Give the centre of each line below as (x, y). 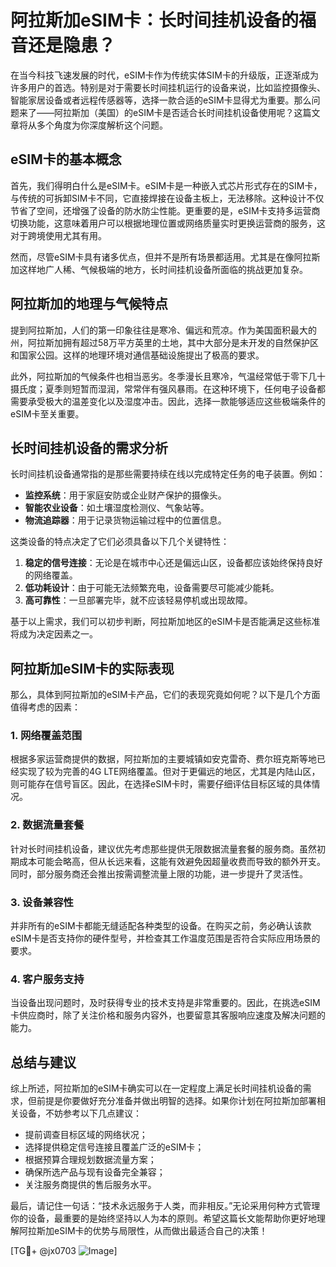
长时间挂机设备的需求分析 (89, 447)
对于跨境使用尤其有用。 (58, 235)
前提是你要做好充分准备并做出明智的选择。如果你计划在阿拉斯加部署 (176, 1101)
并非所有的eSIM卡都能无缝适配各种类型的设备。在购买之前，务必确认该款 (161, 926)
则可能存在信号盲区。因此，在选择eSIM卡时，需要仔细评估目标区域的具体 (161, 784)
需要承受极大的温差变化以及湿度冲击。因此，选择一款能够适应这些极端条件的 (168, 401)
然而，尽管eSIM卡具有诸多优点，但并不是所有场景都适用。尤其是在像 (152, 257)
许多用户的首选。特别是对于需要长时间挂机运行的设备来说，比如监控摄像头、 (168, 87)
